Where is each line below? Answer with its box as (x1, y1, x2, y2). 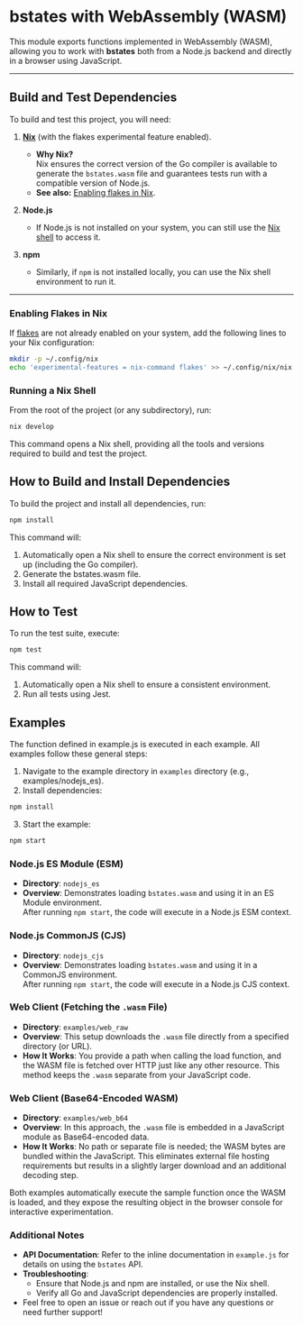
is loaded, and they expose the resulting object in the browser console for (9, 1197, 284, 1208)
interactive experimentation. (9, 1206, 114, 1218)
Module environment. (22, 897, 102, 908)
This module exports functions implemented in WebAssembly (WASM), (9, 36, 273, 47)
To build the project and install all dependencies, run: (9, 498, 207, 508)
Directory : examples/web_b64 (22, 1112, 129, 1123)
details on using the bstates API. (22, 1259, 144, 1270)
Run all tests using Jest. (22, 689, 111, 700)
